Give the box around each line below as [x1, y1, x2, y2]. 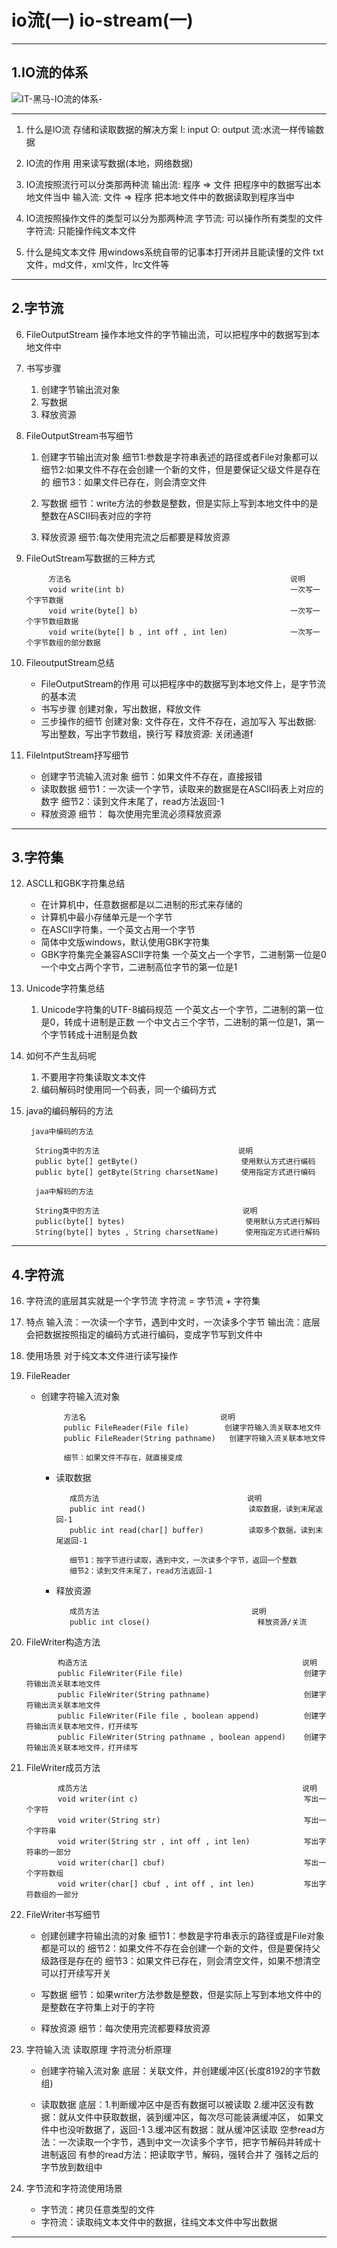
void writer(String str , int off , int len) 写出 [57, 1837, 319, 1847]
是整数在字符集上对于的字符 [40, 2001, 156, 2013]
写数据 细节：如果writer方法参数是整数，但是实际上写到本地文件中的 [40, 1989, 322, 2001]
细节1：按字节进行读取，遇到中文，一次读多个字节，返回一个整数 [69, 1556, 298, 1566]
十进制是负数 [84, 1029, 138, 1041]
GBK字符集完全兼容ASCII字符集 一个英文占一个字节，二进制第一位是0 [40, 949, 327, 961]
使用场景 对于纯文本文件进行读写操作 [25, 1350, 178, 1362]
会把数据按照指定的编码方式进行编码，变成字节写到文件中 [25, 1329, 263, 1341]
